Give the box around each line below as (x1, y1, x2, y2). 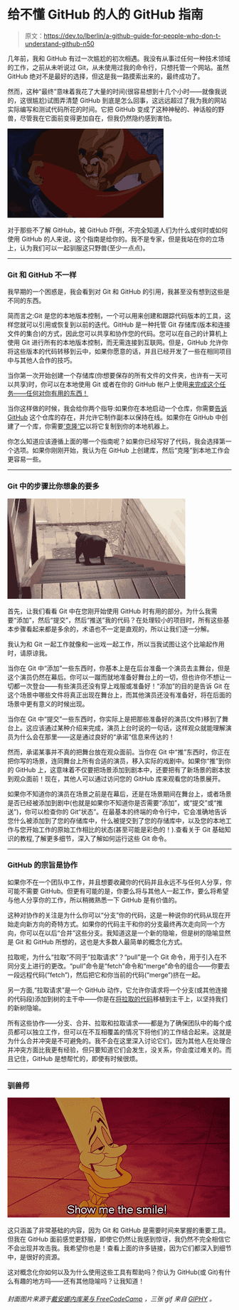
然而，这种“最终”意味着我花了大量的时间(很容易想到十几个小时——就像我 (7, 87, 221, 96)
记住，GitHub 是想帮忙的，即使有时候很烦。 (13, 1054, 142, 1063)
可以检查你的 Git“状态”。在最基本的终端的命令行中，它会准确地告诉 (31, 807, 228, 816)
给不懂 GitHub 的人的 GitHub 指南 (7, 6, 204, 23)
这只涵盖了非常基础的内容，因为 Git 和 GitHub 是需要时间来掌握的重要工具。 (7, 1226, 230, 1234)
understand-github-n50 (24, 39, 95, 48)
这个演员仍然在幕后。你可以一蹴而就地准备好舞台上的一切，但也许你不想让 (7, 672, 225, 681)
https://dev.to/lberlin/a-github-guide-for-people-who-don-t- (43, 31, 221, 40)
